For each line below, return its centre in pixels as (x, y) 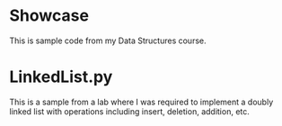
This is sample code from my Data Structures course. (108, 40)
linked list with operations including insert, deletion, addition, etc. (129, 111)
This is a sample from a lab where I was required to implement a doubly (141, 102)
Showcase (49, 16)
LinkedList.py (61, 77)
